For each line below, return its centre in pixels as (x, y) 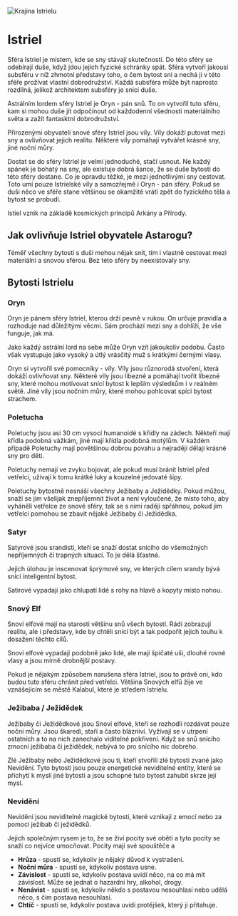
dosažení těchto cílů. (38, 639)
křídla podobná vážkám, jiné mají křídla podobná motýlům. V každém (109, 440)
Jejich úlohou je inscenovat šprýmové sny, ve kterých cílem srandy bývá (114, 569)
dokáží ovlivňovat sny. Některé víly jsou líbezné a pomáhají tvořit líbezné (114, 376)
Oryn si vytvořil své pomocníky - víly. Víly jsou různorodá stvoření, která (113, 369)
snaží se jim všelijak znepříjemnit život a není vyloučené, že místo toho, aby (118, 498)
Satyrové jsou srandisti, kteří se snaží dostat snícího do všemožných (108, 548)
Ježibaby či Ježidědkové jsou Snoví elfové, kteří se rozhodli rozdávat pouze (119, 724)
